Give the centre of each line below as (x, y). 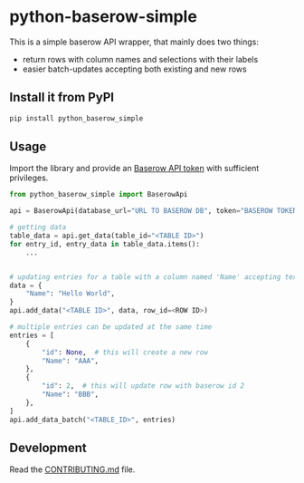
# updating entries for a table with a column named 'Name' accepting (145, 277)
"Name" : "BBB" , (71, 395)
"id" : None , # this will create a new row (125, 352)
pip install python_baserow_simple (76, 118)
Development (48, 447)
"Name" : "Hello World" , (71, 294)
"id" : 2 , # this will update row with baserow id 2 (143, 386)
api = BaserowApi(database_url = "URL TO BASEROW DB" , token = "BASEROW (141, 211)
